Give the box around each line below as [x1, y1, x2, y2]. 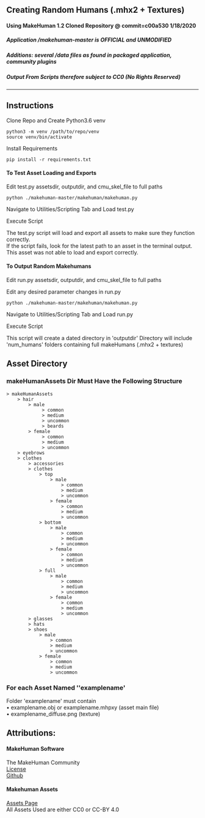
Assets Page [6, 799, 38, 806]
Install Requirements [6, 144, 58, 152]
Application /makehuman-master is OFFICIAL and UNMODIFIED [6, 36, 172, 43]
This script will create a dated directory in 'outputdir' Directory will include [6, 334, 193, 341]
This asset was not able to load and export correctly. [6, 248, 138, 256]
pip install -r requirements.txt [6, 156, 92, 163]
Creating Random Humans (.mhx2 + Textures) [6, 5, 185, 15]
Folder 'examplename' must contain [6, 697, 96, 704]
